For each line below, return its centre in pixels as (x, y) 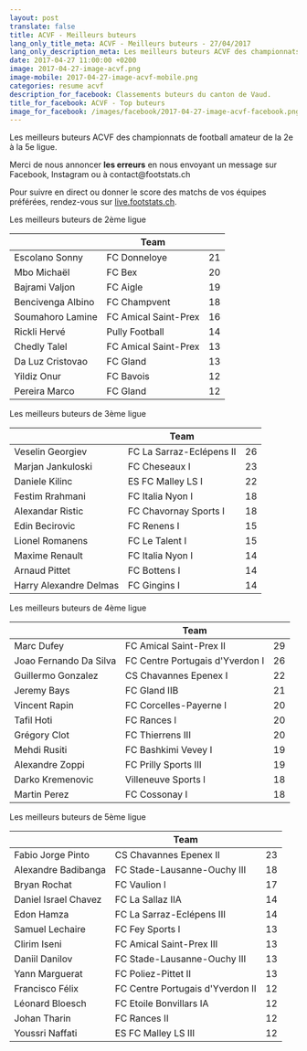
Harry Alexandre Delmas (67, 586)
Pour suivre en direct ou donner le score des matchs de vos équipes (138, 192)
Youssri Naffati (46, 1034)
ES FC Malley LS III (155, 1034)
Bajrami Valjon (45, 287)
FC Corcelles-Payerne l (175, 706)
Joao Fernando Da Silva (65, 661)
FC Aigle (125, 287)
